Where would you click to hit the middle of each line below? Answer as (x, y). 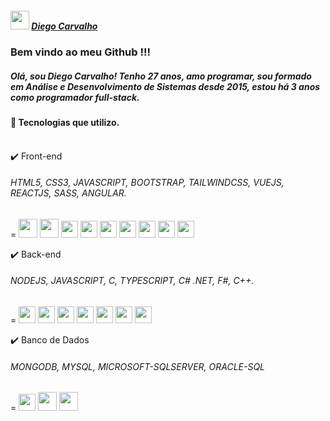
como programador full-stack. (75, 97)
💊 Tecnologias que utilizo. (65, 122)
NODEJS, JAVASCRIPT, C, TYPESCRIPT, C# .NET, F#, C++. (132, 281)
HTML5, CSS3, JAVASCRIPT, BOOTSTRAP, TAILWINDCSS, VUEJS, (147, 183)
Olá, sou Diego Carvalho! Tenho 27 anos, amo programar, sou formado (161, 76)
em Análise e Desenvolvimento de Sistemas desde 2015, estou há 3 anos (165, 86)
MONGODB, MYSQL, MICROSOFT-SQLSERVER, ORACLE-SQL (138, 366)
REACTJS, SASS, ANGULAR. (68, 193)
